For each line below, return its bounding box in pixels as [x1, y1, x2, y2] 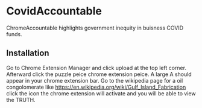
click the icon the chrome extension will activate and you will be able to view [6, 89, 196, 97]
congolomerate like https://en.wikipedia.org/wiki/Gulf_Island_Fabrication [6, 83, 186, 91]
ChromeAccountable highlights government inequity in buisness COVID [6, 24, 184, 31]
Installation [6, 48, 49, 59]
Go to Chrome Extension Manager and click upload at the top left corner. [6, 64, 187, 71]
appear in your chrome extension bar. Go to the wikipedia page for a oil [6, 77, 183, 84]
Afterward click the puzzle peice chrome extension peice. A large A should [6, 71, 192, 78]
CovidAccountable [6, 4, 103, 18]
